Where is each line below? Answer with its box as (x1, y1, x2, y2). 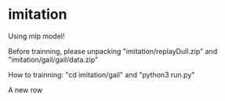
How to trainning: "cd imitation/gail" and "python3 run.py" (8, 70, 195, 79)
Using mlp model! (8, 31, 65, 41)
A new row (8, 85, 43, 95)
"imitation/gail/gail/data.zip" (8, 55, 99, 64)
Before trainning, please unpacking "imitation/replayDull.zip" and (8, 46, 218, 56)
